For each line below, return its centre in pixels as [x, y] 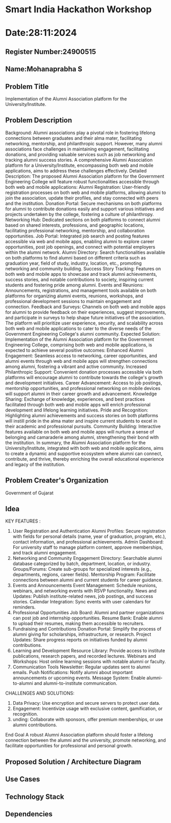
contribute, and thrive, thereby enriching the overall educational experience [85, 459]
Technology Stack [35, 797]
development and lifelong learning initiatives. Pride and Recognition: [77, 410]
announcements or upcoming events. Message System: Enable [79, 678]
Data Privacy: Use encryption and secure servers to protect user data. [86, 703]
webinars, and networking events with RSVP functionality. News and [84, 591]
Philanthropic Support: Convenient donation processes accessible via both [84, 372]
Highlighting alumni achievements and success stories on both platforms [82, 415]
